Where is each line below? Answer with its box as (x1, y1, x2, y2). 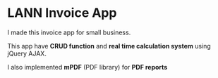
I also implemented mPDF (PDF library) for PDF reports (7, 63, 168, 71)
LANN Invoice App (7, 5, 117, 21)
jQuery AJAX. (7, 49, 47, 58)
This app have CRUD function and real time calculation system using (7, 41, 212, 50)
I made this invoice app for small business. (7, 28, 131, 37)
